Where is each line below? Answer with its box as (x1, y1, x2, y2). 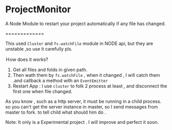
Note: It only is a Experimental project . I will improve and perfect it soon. (5, 119, 159, 125)
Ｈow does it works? (5, 56, 49, 62)
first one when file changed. (12, 88, 73, 94)
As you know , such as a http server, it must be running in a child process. (5, 98, 162, 104)
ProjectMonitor (5, 4, 71, 15)
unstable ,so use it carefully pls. (5, 46, 73, 52)
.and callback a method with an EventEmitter (12, 77, 108, 83)
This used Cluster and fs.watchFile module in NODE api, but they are (5, 40, 154, 47)
